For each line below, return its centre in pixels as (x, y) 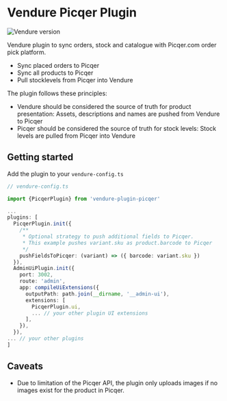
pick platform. (27, 52)
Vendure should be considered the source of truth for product (104, 106)
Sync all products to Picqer (55, 73)
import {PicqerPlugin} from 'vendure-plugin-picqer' (84, 199)
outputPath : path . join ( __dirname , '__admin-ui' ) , (97, 294)
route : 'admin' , (43, 281)
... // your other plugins (45, 339)
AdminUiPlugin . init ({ (44, 269)
